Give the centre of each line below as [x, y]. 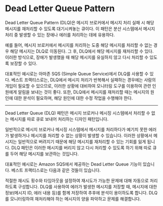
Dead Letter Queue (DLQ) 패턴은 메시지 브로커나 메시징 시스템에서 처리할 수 [78, 113]
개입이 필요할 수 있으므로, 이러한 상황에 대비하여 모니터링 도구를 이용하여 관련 [78, 86]
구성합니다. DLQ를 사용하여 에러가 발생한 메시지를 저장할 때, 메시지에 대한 [87, 187]
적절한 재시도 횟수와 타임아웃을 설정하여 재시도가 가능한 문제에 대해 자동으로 [77, 180]
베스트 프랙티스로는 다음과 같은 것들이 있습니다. [56, 170]
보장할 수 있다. [24, 63]
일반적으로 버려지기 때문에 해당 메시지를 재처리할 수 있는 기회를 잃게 [82, 141]
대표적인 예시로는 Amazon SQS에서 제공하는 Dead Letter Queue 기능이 [73, 164]
